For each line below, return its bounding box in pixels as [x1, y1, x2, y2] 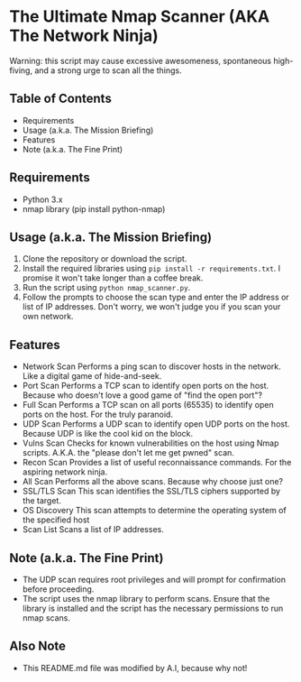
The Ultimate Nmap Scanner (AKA [9, 6, 270, 27]
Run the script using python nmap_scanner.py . [22, 282, 191, 293]
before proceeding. [22, 584, 95, 594]
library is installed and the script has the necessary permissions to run [22, 603, 284, 613]
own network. [22, 311, 74, 322]
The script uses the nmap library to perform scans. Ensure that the [22, 594, 270, 604]
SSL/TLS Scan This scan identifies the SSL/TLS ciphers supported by [22, 485, 281, 497]
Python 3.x [22, 194, 63, 205]
